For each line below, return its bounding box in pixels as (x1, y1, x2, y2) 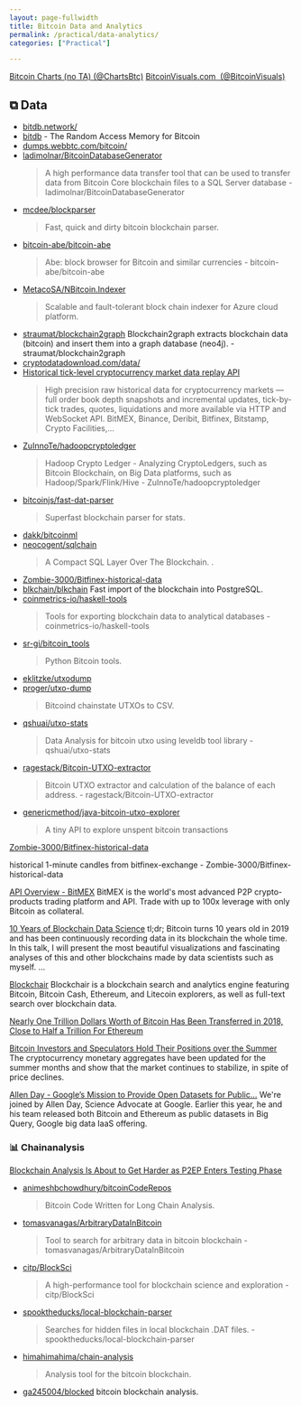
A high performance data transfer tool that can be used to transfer (44, 168, 291, 179)
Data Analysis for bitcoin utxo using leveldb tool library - (44, 736, 254, 746)
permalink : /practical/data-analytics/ (9, 30, 160, 39)
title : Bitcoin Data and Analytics (9, 22, 143, 31)
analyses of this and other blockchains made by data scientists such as (9, 952, 274, 963)
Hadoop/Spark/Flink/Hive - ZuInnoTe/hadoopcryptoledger (44, 477, 261, 488)
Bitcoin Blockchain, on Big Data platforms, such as (44, 467, 233, 479)
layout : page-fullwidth (9, 13, 99, 23)
